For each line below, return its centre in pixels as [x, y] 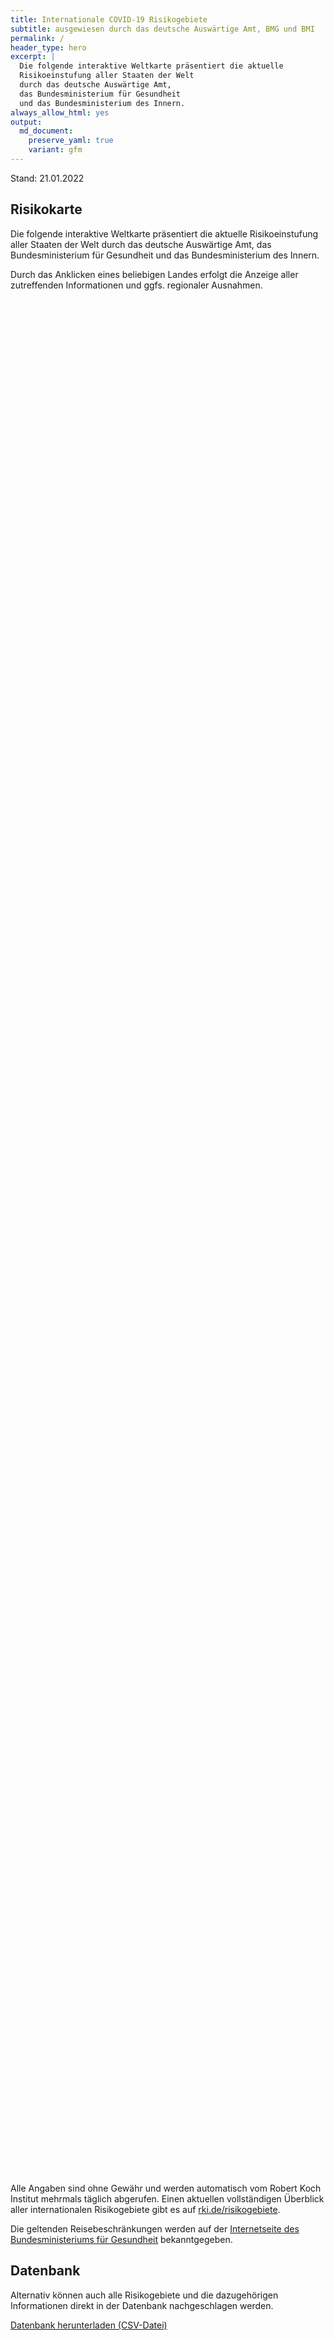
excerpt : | [33, 57]
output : [26, 122]
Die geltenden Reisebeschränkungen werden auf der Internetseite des [155, 2228]
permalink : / [37, 38]
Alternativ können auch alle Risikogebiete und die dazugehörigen [144, 2295]
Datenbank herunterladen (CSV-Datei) [89, 2325]
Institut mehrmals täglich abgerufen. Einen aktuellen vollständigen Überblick [167, 2198]
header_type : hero [48, 47]
